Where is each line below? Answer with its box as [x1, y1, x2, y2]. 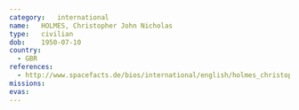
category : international [9, 12, 109, 22]
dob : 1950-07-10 [9, 37, 82, 47]
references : [9, 63, 53, 72]
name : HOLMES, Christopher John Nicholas [9, 21, 174, 30]
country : [9, 46, 42, 55]
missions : [9, 79, 46, 88]
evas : [9, 87, 29, 96]
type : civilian [9, 29, 74, 38]
